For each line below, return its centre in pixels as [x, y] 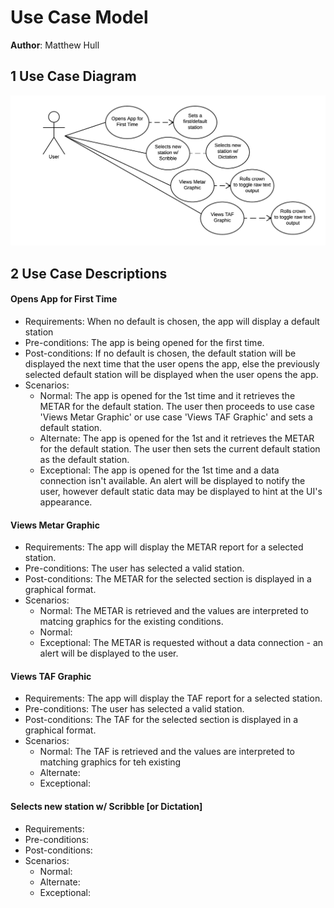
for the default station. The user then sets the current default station [180, 449]
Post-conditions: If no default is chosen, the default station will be [160, 353]
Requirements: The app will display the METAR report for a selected [164, 547]
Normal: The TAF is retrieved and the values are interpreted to [167, 752]
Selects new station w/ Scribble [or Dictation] [106, 807]
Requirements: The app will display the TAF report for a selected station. [173, 698]
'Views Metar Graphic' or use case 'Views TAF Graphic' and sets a [176, 417]
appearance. [66, 502]
